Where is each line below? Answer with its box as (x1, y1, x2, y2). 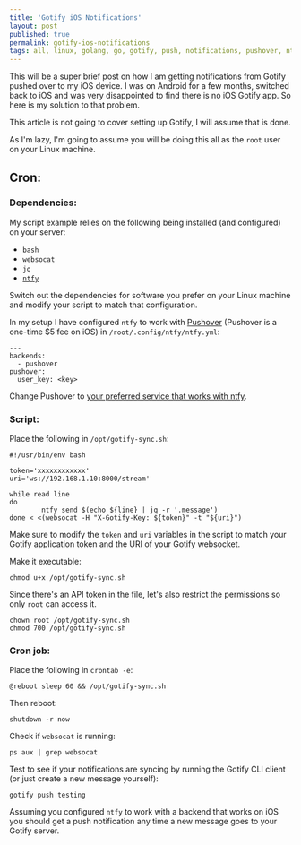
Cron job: (9, 644, 51, 657)
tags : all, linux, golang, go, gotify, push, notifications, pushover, (9, 47, 282, 56)
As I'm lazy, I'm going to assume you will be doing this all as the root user (9, 134, 281, 145)
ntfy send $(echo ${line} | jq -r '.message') (41, 505, 219, 515)
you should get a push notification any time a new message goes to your (9, 816, 278, 827)
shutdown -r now (9, 715, 70, 724)
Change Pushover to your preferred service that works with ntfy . (9, 391, 247, 401)
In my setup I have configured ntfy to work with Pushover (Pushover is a (9, 316, 278, 327)
